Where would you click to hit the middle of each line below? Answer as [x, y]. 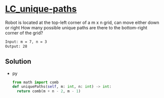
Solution [18, 62]
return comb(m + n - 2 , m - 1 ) [49, 91]
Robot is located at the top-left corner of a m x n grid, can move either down [82, 22]
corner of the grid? [24, 33]
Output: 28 [16, 46]
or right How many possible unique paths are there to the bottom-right [76, 27]
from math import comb [35, 82]
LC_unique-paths [41, 9]
